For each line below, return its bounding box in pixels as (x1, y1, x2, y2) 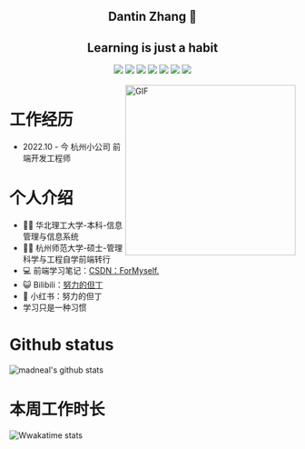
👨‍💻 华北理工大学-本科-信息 (22, 220, 123, 231)
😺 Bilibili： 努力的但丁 (22, 279, 103, 291)
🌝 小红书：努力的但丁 (22, 291, 103, 302)
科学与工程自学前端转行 (22, 254, 111, 264)
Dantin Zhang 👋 (107, 9, 198, 25)
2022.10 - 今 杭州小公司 (22, 142, 111, 153)
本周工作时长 (9, 399, 106, 420)
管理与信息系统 (22, 231, 79, 242)
